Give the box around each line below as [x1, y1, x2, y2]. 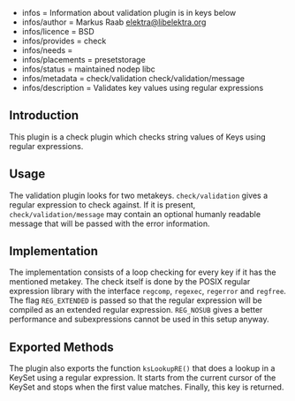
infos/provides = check [21, 35, 107, 46]
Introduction [9, 108, 79, 123]
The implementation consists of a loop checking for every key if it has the [9, 267, 276, 277]
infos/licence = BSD [21, 26, 95, 36]
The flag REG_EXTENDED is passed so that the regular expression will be [9, 295, 262, 306]
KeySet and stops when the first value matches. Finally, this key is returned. [9, 382, 284, 392]
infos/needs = [21, 45, 73, 56]
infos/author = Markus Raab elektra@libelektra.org [21, 17, 207, 27]
